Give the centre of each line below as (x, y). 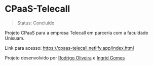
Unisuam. (15, 38)
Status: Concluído (36, 23)
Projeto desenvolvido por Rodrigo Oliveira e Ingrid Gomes (65, 58)
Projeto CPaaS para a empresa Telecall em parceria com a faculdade (76, 32)
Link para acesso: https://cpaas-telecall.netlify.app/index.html (69, 48)
